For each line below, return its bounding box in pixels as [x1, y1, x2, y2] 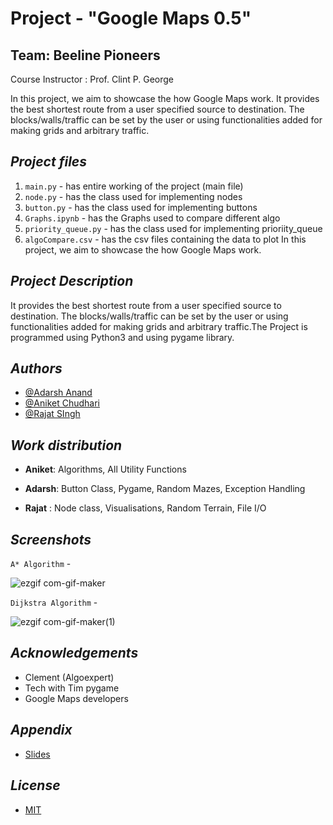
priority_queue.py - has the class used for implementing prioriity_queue [24, 222, 323, 234]
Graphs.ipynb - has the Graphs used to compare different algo [24, 212, 281, 224]
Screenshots [10, 531, 92, 548]
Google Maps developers [24, 692, 129, 704]
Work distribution [10, 437, 123, 454]
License [10, 777, 61, 794]
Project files [10, 153, 87, 171]
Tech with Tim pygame [24, 682, 120, 694]
